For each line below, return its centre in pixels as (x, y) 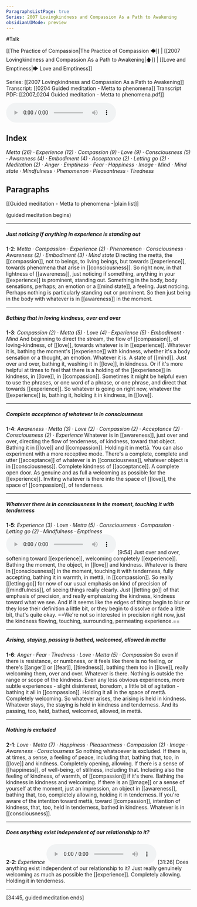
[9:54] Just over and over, (149, 552)
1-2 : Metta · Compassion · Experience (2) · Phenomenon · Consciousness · (96, 249)
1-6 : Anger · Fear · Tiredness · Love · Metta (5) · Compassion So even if (92, 655)
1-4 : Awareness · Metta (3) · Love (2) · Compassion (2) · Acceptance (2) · (94, 429)
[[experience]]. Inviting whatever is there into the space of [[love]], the (91, 478)
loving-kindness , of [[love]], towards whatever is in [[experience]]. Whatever (98, 345)
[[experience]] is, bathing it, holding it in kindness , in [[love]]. (80, 395)
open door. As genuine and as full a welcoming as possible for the (86, 472)
